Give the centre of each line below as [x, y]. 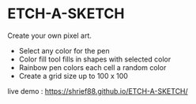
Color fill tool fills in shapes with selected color [95, 59]
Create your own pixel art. [49, 35]
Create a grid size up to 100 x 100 [73, 76]
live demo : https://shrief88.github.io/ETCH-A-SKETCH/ [98, 91]
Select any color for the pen [64, 50]
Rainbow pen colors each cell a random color [92, 67]
